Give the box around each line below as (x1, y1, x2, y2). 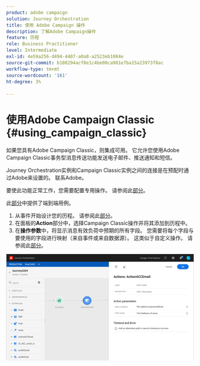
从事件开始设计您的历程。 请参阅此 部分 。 (14, 212, 116, 220)
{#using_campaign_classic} (6, 126, 147, 140)
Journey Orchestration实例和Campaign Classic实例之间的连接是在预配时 (6, 167, 184, 174)
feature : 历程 (6, 35, 40, 41)
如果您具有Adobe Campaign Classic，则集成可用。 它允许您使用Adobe (6, 146, 180, 154)
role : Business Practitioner (6, 41, 79, 47)
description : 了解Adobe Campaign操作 (6, 29, 96, 35)
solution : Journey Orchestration (6, 15, 89, 22)
